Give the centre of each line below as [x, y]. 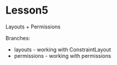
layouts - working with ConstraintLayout [62, 49]
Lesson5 [27, 10]
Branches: [18, 38]
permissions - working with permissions [62, 56]
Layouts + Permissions [33, 27]
